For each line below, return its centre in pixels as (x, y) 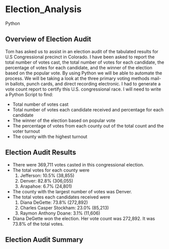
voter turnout (26, 131)
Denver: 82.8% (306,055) (47, 181)
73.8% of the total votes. (38, 224)
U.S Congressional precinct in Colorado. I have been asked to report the (80, 57)
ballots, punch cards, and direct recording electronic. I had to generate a (85, 84)
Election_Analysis (43, 9)
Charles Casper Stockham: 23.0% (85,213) (65, 207)
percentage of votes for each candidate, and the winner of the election (79, 67)
